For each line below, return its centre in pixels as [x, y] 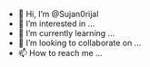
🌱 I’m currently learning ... [66, 33]
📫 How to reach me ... [60, 53]
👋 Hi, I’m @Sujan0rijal [58, 14]
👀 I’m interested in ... [56, 24]
